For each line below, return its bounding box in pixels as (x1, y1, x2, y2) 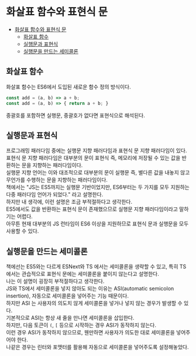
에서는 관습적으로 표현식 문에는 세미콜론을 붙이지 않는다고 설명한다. (6, 271, 159, 278)
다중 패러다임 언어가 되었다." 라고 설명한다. (6, 191, 104, 198)
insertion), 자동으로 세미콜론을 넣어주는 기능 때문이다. (6, 292, 129, 299)
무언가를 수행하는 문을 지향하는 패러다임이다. (6, 176, 108, 183)
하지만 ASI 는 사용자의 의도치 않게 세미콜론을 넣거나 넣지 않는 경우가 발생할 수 (6, 300, 183, 307)
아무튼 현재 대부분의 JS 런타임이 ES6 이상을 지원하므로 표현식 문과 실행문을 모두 (6, 220, 189, 227)
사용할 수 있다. (6, 228, 39, 235)
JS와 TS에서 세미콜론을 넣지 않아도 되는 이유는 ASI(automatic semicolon (6, 285, 174, 292)
